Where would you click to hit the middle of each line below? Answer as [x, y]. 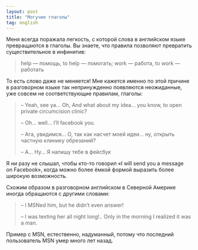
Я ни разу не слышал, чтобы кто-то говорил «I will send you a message [95, 164]
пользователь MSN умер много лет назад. [60, 241]
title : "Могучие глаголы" [38, 17]
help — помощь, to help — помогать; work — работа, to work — [100, 63]
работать [32, 70]
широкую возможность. [37, 176]
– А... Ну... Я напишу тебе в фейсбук [66, 152]
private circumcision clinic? [54, 111]
